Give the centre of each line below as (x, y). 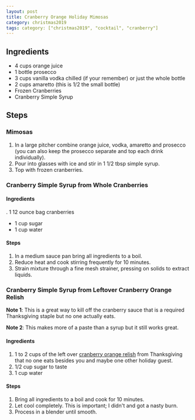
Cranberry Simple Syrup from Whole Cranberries (77, 185)
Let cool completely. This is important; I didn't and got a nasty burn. (96, 405)
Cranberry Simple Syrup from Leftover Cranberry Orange (89, 290)
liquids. (23, 275)
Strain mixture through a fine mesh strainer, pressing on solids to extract (102, 269)
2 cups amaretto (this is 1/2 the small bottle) (67, 84)
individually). (30, 157)
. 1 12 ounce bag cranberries (40, 212)
